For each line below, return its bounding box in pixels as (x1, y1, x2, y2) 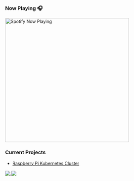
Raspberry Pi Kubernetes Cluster (12, 160, 80, 166)
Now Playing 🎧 (5, 4, 43, 11)
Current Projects (5, 149, 46, 156)
